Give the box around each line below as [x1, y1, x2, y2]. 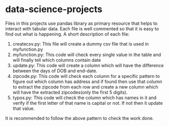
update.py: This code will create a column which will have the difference [12, 62, 164, 68]
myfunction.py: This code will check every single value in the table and [12, 52, 161, 58]
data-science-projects [5, 4, 103, 15]
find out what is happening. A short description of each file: [5, 31, 130, 37]
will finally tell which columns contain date [12, 57, 102, 63]
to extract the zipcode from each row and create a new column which [12, 83, 158, 90]
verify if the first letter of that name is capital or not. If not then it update [12, 100, 163, 106]
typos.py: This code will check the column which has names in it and [12, 95, 157, 101]
